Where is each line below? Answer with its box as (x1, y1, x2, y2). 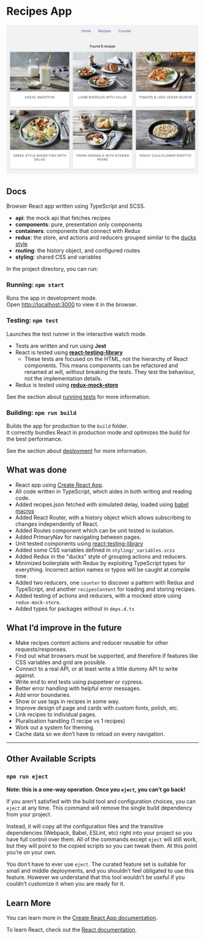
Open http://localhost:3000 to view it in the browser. (6, 301, 138, 308)
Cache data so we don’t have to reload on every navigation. (15, 730, 165, 737)
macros (15, 507, 35, 514)
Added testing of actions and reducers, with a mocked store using (15, 591, 182, 599)
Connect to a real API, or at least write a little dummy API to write (15, 665, 178, 672)
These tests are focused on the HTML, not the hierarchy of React (24, 355, 188, 362)
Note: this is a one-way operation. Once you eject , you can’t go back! (6, 786, 186, 793)
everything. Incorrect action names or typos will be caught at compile (15, 566, 190, 573)
